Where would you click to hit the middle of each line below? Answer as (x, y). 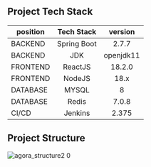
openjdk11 (122, 55)
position (31, 31)
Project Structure (46, 138)
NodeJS (77, 78)
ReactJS (77, 67)
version (122, 31)
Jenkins (77, 113)
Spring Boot (77, 43)
